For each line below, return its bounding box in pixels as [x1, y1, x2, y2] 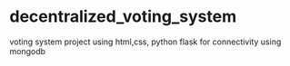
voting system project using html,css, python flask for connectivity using [9, 36, 282, 47]
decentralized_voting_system [9, 6, 237, 27]
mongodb [9, 45, 46, 56]
